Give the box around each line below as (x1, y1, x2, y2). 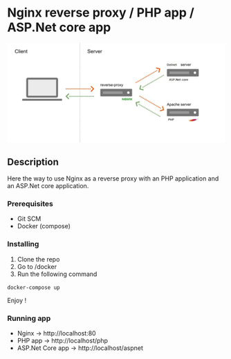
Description (7, 156, 59, 167)
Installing (7, 239, 39, 249)
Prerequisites (7, 199, 53, 209)
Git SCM (17, 214, 41, 223)
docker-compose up (7, 284, 60, 291)
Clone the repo (17, 255, 60, 264)
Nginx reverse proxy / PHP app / (7, 5, 195, 21)
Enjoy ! (7, 296, 27, 304)
